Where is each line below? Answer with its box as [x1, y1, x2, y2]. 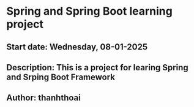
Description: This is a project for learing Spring [6, 62, 188, 73]
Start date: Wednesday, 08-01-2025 [6, 42, 148, 52]
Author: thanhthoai [6, 93, 81, 103]
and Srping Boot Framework [6, 72, 115, 82]
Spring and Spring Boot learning [6, 4, 173, 18]
